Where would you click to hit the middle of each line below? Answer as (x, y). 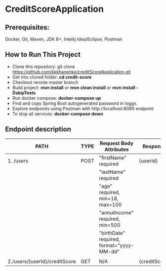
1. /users (18, 160)
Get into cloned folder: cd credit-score (52, 77)
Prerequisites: (27, 27)
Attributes (117, 149)
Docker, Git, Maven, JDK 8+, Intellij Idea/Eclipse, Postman (64, 39)
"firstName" (113, 157)
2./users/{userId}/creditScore (42, 261)
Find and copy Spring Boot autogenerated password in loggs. (75, 103)
